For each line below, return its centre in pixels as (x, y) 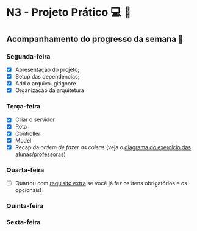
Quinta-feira (25, 206)
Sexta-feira (23, 222)
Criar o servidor (35, 119)
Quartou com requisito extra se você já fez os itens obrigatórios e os (101, 183)
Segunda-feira (28, 56)
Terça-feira (23, 107)
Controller (28, 133)
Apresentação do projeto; (47, 69)
